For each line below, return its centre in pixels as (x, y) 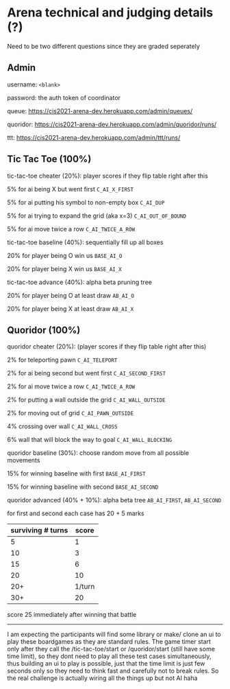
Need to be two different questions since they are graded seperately (104, 46)
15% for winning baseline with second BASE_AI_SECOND (83, 487)
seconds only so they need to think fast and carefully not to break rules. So (113, 671)
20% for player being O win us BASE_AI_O (65, 255)
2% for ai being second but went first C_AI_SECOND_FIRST (87, 373)
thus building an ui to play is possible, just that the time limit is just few (106, 664)
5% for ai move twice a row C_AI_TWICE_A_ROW (71, 229)
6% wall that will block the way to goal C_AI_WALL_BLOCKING (90, 440)
